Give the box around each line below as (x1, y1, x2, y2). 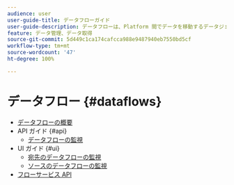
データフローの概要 (17, 118, 73, 126)
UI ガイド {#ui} (17, 144, 61, 152)
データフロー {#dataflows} (7, 93, 162, 109)
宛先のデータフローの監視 (27, 152, 102, 161)
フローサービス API (17, 170, 72, 178)
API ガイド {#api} (17, 127, 68, 135)
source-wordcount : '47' (7, 49, 77, 56)
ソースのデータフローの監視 (27, 161, 107, 170)
